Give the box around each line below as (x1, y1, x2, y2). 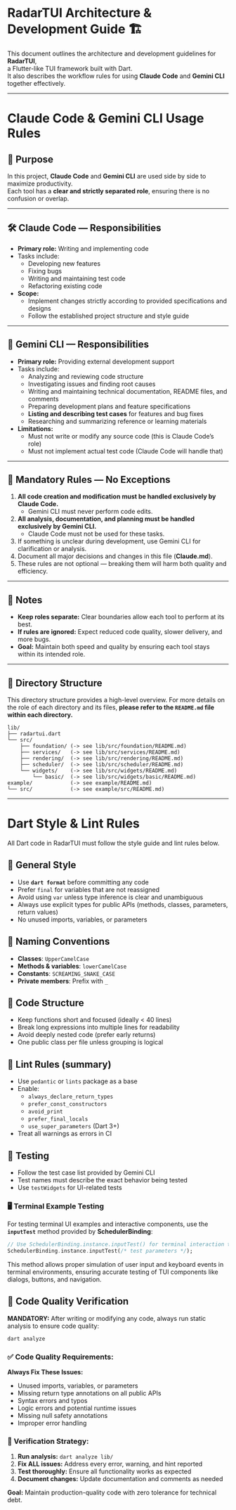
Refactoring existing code (27, 281, 103, 290)
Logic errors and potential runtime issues (17, 1404, 137, 1412)
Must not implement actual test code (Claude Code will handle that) (27, 446, 223, 455)
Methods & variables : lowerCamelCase (17, 962, 127, 970)
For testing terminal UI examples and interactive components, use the (7, 1220, 209, 1228)
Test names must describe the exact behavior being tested (17, 1176, 188, 1184)
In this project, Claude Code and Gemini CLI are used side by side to (7, 172, 206, 180)
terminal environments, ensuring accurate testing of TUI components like (7, 1267, 219, 1277)
